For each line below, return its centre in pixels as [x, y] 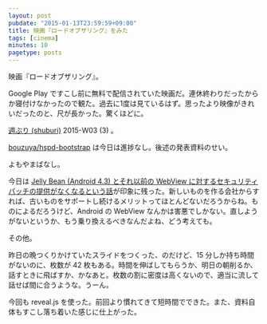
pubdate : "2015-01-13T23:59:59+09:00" [73, 23]
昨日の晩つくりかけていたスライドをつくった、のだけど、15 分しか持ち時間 [132, 255]
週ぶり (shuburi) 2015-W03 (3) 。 [63, 130]
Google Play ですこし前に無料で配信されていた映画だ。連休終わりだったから [133, 93]
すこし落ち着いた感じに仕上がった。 [81, 312]
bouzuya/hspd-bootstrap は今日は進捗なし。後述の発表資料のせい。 [120, 147]
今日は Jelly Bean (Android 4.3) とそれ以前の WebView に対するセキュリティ [133, 181]
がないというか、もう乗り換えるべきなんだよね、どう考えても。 [112, 221]
